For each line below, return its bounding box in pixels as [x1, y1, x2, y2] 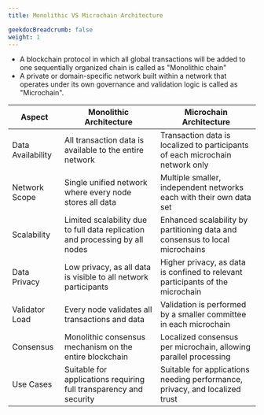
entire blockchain [64, 351, 128, 362]
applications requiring [64, 374, 145, 385]
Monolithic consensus [64, 332, 146, 343]
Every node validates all [64, 304, 152, 315]
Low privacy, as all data [64, 261, 152, 272]
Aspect [20, 112, 49, 123]
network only [159, 159, 209, 170]
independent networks [159, 182, 244, 193]
